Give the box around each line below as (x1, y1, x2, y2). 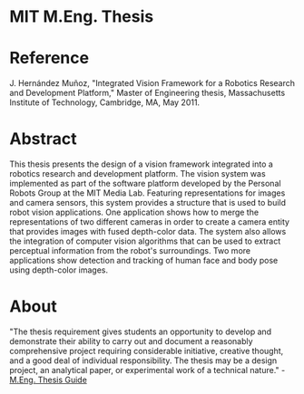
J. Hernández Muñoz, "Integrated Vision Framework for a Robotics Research (9, 78, 295, 89)
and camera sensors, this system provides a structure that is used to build (9, 197, 287, 208)
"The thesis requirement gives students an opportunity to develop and (9, 326, 272, 337)
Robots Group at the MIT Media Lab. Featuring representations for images (9, 187, 286, 198)
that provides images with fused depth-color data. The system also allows (9, 226, 287, 237)
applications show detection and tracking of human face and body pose (9, 255, 279, 266)
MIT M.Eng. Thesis (9, 6, 154, 27)
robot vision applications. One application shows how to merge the (9, 207, 260, 218)
